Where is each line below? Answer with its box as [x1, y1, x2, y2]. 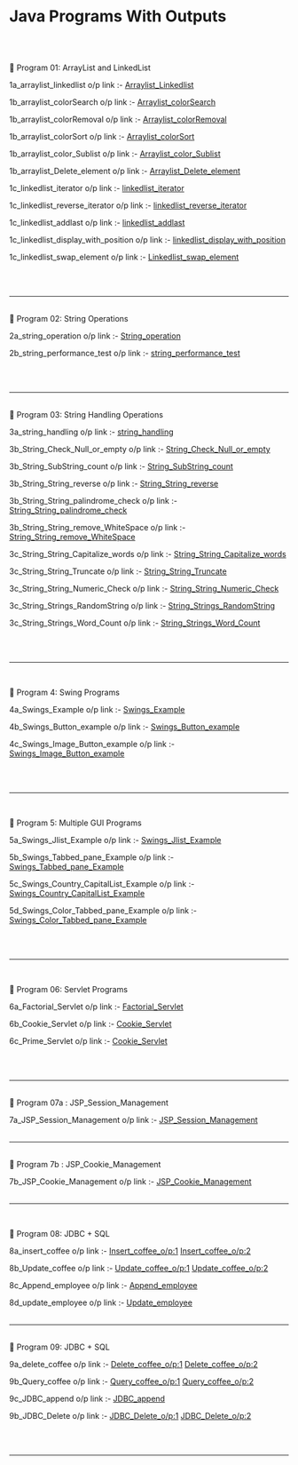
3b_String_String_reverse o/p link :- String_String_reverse [9, 478, 219, 489]
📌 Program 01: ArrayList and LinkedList [9, 62, 151, 73]
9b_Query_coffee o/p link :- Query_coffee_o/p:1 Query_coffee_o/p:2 [9, 1375, 255, 1387]
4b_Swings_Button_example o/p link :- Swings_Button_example [9, 721, 240, 732]
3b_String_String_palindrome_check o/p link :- [9, 495, 177, 506]
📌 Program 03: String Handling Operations [9, 409, 164, 419]
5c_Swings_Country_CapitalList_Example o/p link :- [9, 878, 195, 889]
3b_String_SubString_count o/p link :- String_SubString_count [9, 460, 233, 472]
